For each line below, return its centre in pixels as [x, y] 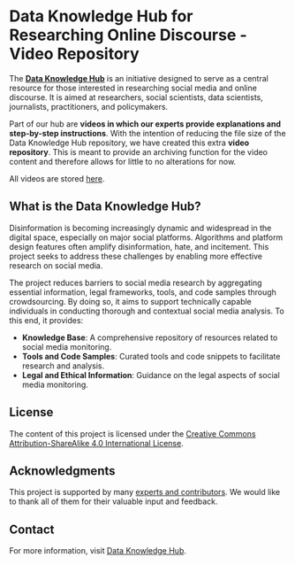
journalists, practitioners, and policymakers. [89, 106]
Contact [32, 529]
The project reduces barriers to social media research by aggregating [136, 282]
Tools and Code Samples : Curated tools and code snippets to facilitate [151, 356]
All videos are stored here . [57, 178]
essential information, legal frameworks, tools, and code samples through [143, 292]
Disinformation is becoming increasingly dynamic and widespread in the [140, 228]
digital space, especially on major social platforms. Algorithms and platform [146, 237]
